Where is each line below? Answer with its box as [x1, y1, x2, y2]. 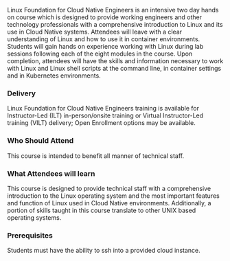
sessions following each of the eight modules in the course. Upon [7, 49, 193, 58]
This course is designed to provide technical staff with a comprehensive [7, 184, 211, 192]
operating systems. [7, 213, 62, 222]
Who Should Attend [7, 136, 74, 146]
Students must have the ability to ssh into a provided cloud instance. [7, 247, 200, 255]
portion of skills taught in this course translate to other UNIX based [7, 206, 196, 214]
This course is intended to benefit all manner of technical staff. [7, 151, 184, 160]
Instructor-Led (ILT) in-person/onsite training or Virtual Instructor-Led [7, 111, 204, 120]
